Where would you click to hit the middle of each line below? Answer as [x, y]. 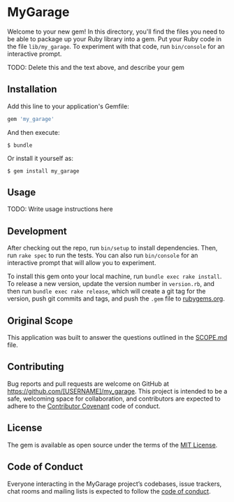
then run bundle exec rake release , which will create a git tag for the [107, 292]
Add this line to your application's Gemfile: [68, 106]
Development [37, 231]
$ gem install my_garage [43, 171]
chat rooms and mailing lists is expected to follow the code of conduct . [109, 491]
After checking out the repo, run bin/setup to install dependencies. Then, [112, 248]
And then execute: [34, 132]
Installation [32, 89]
